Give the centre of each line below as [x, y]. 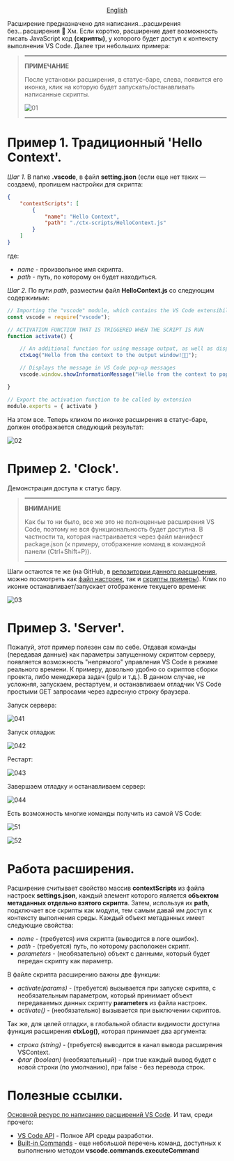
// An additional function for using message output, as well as [117, 349]
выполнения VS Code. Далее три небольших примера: [89, 46]
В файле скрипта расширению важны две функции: [84, 974]
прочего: [20, 1122]
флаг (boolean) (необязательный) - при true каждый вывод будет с [117, 1060]
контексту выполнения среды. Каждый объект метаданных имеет [106, 918]
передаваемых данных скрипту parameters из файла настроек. [112, 1003]
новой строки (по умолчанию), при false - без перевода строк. [111, 1067]
